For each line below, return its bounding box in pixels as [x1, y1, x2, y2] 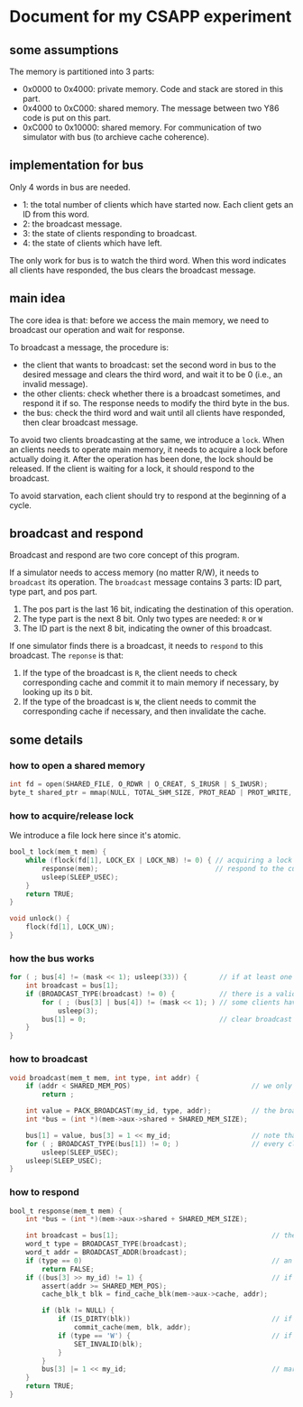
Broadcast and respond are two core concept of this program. [9, 550, 240, 560]
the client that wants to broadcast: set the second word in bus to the [22, 359, 277, 370]
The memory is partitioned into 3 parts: [9, 66, 155, 77]
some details [9, 732, 84, 747]
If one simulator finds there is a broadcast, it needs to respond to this [9, 641, 263, 652]
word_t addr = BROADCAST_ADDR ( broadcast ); [25, 1248, 188, 1257]
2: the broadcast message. [22, 218, 123, 229]
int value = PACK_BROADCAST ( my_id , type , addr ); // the [25, 1106, 277, 1115]
